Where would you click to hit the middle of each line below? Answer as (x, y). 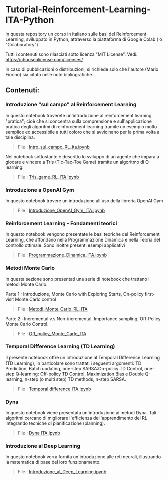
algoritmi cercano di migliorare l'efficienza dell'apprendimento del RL (76, 418)
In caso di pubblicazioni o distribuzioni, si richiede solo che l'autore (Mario (82, 69)
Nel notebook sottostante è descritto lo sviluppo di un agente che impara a (82, 156)
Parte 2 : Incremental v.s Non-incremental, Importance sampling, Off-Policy (83, 319)
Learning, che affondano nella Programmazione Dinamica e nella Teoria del (83, 240)
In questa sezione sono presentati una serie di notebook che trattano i (77, 279)
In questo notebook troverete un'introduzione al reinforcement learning (78, 115)
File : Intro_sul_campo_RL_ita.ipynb (53, 147)
